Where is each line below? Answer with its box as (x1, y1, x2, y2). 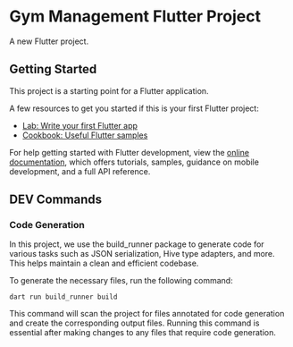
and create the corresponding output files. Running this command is (9, 317, 260, 328)
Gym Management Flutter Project (9, 6, 262, 27)
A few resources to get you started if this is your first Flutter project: (9, 103, 259, 114)
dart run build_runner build (9, 292, 118, 301)
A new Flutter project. (9, 36, 89, 47)
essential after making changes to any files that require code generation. (9, 327, 277, 338)
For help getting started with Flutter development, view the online (9, 147, 250, 157)
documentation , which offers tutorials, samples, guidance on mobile (9, 157, 259, 167)
